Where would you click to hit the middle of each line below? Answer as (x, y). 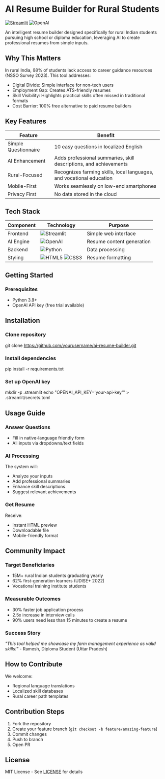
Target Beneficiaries (30, 565)
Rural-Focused (25, 175)
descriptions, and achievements (91, 164)
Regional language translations (43, 685)
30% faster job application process (48, 610)
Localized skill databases (38, 691)
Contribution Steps (35, 712)
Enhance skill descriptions (39, 487)
